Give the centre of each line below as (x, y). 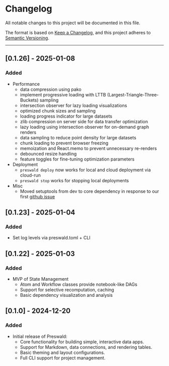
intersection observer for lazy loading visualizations (73, 105)
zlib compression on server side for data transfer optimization (84, 121)
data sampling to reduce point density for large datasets (78, 137)
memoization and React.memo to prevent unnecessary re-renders (88, 148)
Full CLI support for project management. (63, 358)
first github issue (37, 196)
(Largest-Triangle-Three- (133, 94)
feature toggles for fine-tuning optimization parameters (77, 159)
